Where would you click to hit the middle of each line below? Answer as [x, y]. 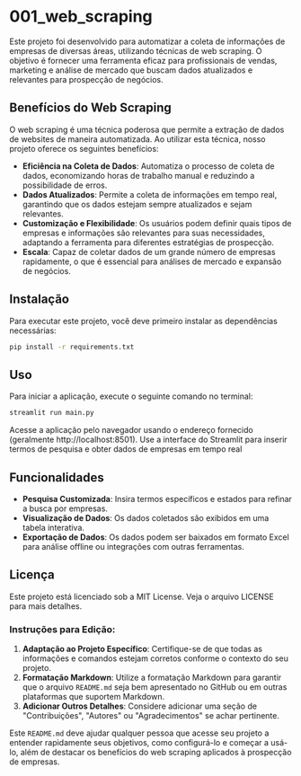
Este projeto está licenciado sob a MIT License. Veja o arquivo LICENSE [142, 596]
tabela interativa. [53, 527]
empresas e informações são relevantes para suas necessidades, [143, 233]
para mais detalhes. [46, 606]
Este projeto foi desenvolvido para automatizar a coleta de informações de [147, 41]
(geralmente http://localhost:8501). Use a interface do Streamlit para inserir [148, 440]
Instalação [40, 300]
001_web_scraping [81, 17]
